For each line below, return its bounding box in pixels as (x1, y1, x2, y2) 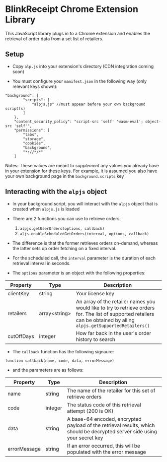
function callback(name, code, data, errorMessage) (5, 358, 114, 363)
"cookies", (23, 140, 46, 146)
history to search (76, 336, 116, 343)
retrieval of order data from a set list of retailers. (5, 36, 103, 42)
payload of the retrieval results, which (67, 422, 155, 429)
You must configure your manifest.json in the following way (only (12, 78, 147, 84)
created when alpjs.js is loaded (12, 206, 80, 212)
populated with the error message (67, 448, 146, 455)
